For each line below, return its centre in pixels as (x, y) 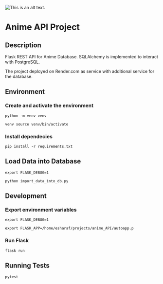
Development (26, 196)
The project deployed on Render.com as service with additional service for (80, 71)
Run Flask (17, 241)
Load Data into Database (43, 161)
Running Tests (27, 266)
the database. (19, 76)
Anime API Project (43, 27)
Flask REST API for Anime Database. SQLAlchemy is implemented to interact (81, 57)
